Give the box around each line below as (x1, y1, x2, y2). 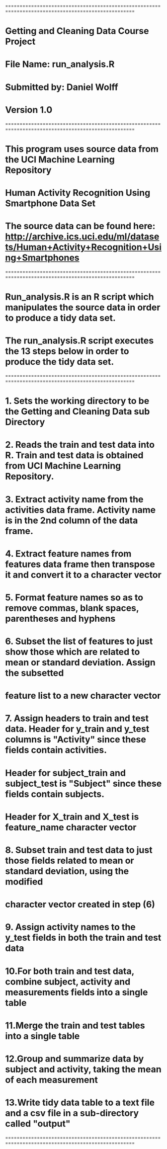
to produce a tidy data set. (5, 313, 116, 324)
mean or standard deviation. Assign (5, 657, 156, 668)
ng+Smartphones (5, 252, 80, 263)
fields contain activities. (5, 744, 107, 756)
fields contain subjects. (5, 788, 105, 800)
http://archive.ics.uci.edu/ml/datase (5, 231, 160, 243)
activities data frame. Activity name (5, 504, 156, 515)
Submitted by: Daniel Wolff (5, 82, 118, 92)
